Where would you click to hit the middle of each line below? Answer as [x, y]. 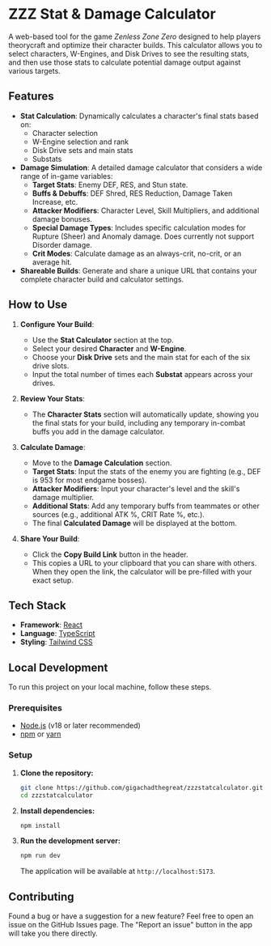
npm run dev [40, 856]
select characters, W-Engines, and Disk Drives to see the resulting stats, [129, 53]
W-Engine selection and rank [80, 142]
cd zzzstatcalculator [56, 795]
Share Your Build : [50, 538]
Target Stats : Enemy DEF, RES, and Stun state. [110, 185]
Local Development [58, 667]
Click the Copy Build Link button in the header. [110, 554]
